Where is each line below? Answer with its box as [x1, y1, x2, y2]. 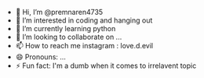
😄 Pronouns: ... [15, 52, 67, 62]
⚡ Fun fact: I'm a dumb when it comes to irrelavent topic [15, 61, 197, 70]
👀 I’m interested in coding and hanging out [15, 16, 153, 25]
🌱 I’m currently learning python [15, 24, 116, 33]
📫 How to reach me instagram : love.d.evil [15, 41, 154, 50]
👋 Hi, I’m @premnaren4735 [15, 8, 104, 16]
